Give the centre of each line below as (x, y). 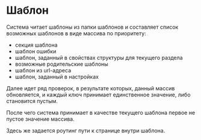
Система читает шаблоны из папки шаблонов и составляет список (92, 27)
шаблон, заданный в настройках (57, 77)
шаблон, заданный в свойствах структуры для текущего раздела (99, 57)
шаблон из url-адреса (43, 70)
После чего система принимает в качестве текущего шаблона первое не (101, 112)
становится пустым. (32, 101)
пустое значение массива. (41, 119)
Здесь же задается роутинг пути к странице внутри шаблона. (86, 130)
